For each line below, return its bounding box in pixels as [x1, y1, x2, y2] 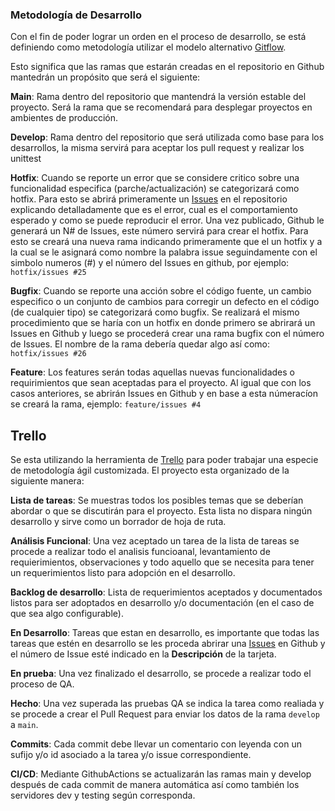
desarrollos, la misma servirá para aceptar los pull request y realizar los [10, 142, 305, 154]
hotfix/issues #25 [10, 268, 87, 278]
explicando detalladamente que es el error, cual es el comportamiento [10, 204, 298, 216]
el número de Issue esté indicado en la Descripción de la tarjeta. [10, 648, 277, 660]
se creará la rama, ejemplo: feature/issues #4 [10, 398, 202, 410]
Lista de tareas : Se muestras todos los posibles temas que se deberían [10, 494, 304, 507]
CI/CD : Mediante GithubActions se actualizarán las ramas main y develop [10, 768, 312, 780]
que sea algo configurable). [10, 608, 124, 620]
